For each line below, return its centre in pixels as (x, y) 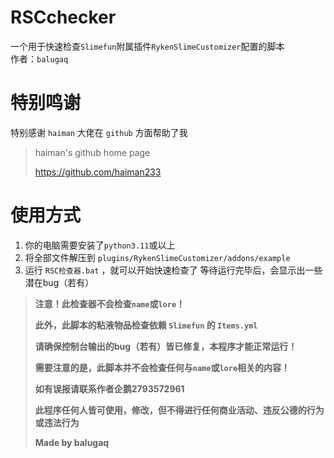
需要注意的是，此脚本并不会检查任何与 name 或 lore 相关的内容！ (162, 367)
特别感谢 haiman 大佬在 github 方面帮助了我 (99, 132)
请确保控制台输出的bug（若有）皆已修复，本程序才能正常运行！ (166, 346)
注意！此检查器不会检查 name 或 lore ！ (110, 303)
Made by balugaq (72, 442)
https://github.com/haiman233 (98, 172)
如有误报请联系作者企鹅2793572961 (109, 388)
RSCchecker (63, 17)
